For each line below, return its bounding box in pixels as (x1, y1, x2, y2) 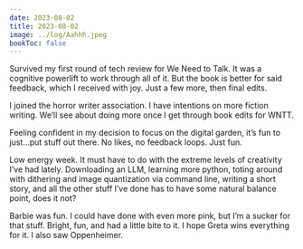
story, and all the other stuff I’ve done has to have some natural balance (9, 183, 278, 195)
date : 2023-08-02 (9, 13, 75, 23)
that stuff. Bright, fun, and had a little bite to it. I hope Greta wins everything (9, 220, 290, 231)
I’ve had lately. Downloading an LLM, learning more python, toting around (9, 164, 283, 175)
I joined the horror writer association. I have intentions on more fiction (9, 101, 269, 111)
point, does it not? (9, 193, 77, 204)
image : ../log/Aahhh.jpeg (9, 30, 107, 39)
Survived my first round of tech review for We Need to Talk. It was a (9, 63, 262, 74)
